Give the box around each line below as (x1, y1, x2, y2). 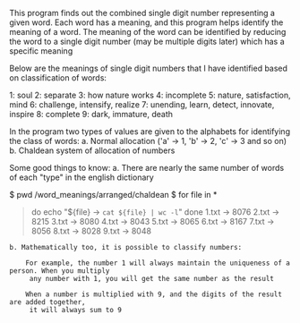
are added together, (9, 298, 87, 307)
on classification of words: (9, 72, 107, 83)
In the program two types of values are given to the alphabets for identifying (9, 126, 291, 137)
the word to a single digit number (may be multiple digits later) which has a (9, 36, 285, 47)
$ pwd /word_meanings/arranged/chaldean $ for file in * (9, 190, 218, 200)
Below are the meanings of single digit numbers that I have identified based (9, 63, 288, 73)
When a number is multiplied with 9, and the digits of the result (25, 290, 282, 299)
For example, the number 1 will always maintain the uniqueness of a (25, 259, 291, 268)
